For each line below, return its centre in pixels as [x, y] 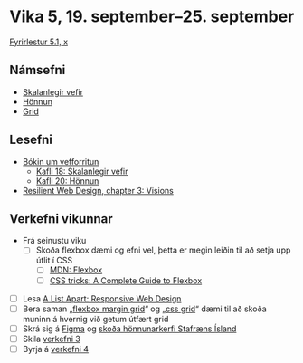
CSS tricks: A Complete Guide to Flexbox [126, 280]
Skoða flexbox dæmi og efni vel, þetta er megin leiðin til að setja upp [163, 250]
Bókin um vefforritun [61, 161]
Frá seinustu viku [54, 241]
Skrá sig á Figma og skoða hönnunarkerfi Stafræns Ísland [129, 329]
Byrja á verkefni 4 [55, 349]
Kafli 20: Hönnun [67, 181]
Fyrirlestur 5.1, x [39, 42]
